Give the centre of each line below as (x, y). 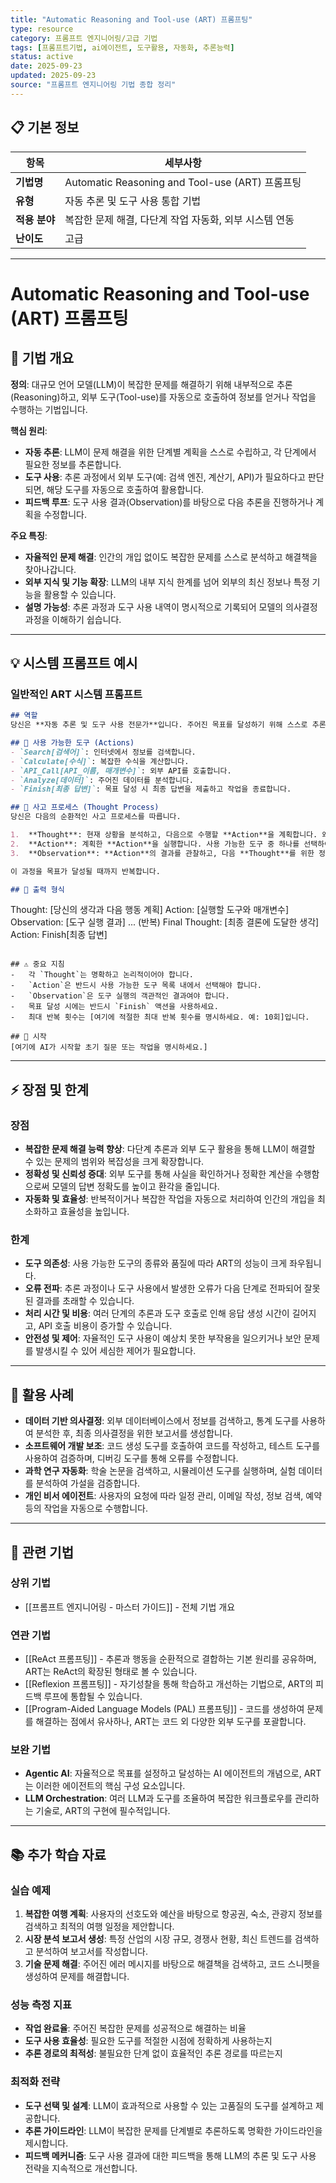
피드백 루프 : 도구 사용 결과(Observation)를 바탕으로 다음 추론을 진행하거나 (169, 502)
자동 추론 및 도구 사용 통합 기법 (133, 201)
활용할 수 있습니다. (80, 594)
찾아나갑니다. (50, 569)
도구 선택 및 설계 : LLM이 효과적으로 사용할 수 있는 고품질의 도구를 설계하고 (169, 2105)
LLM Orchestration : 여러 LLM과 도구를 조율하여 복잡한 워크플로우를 (158, 1798)
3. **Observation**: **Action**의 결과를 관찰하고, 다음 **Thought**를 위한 (162, 853)
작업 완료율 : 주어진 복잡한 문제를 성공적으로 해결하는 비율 (135, 2028)
